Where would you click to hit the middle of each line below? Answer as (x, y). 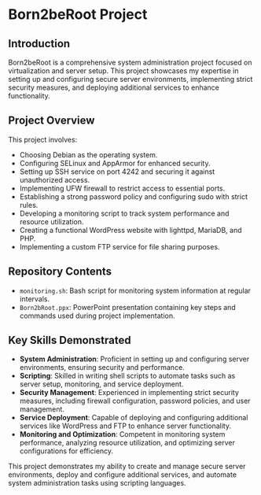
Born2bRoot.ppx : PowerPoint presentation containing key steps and (127, 307)
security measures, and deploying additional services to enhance (114, 87)
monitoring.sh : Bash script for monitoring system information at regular (135, 290)
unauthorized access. (55, 179)
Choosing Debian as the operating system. (88, 154)
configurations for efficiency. (66, 451)
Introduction (39, 44)
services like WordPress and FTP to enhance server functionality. (125, 426)
